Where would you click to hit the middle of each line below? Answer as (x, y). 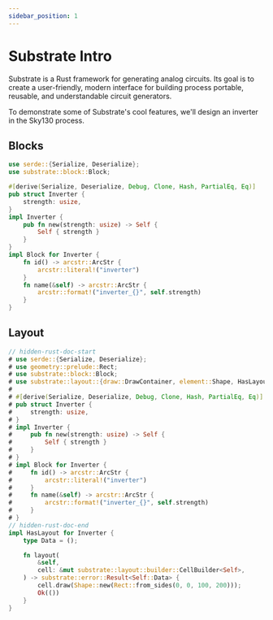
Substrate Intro (60, 56)
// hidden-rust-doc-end (49, 525)
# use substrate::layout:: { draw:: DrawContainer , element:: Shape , (121, 382)
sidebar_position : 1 (43, 16)
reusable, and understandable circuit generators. (90, 96)
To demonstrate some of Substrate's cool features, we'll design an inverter (133, 111)
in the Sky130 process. (47, 120)
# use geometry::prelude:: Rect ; (63, 366)
